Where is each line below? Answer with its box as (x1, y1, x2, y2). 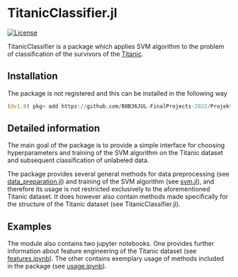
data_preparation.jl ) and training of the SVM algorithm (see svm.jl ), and (7, 177, 215, 186)
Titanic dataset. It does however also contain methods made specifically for (7, 193, 229, 201)
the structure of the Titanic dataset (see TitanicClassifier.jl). (7, 200, 181, 208)
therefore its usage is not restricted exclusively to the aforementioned (7, 185, 210, 193)
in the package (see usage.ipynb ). (7, 262, 107, 271)
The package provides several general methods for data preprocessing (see (7, 170, 229, 179)
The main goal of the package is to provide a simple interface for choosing (7, 141, 225, 149)
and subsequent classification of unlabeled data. (7, 156, 149, 164)
